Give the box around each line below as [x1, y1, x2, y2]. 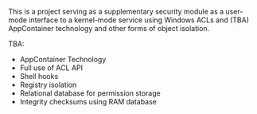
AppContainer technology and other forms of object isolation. [8, 24, 210, 33]
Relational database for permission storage [19, 88, 161, 98]
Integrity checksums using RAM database [19, 97, 158, 106]
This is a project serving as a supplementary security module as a [8, 7, 224, 16]
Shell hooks [19, 72, 59, 81]
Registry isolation [19, 80, 77, 89]
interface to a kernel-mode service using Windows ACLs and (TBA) [29, 15, 249, 25]
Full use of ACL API [19, 63, 84, 73]
